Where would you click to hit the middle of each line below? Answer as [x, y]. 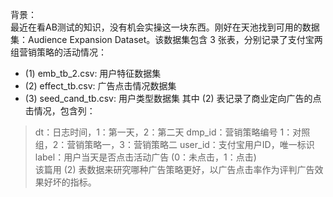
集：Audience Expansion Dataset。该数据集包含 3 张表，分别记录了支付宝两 [166, 39]
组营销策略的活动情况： [58, 52]
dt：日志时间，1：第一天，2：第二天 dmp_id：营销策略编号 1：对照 [172, 132]
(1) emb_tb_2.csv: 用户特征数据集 [93, 73]
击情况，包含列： [60, 111]
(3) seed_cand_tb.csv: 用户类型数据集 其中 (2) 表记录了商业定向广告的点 [173, 98]
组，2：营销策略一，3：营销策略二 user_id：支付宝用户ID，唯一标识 [174, 144]
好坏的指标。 [70, 182]
